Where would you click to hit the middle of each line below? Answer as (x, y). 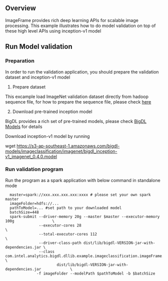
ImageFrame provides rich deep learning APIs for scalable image (72, 20)
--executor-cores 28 (60, 225)
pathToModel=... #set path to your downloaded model (66, 208)
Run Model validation (39, 47)
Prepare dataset (29, 86)
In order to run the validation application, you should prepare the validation (82, 71)
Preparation (20, 61)
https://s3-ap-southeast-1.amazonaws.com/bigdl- (68, 146)
